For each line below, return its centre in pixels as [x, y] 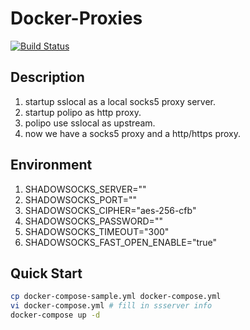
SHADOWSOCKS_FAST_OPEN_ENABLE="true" [121, 242]
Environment [51, 165]
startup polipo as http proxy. [83, 112]
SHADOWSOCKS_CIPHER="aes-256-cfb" [110, 210]
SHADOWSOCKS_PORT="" [80, 199]
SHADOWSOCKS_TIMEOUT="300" [97, 231]
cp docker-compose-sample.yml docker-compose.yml [116, 297]
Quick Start [46, 273]
